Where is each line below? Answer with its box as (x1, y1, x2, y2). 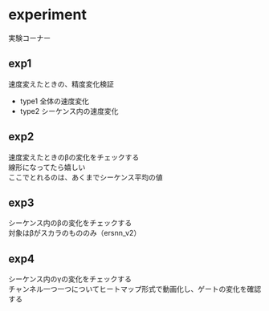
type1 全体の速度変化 (19, 96, 90, 106)
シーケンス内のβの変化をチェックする (8, 218, 132, 228)
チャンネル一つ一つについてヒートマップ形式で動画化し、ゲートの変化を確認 (8, 285, 262, 294)
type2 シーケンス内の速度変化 (19, 106, 119, 115)
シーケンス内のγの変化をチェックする (8, 274, 132, 284)
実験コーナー (8, 33, 51, 42)
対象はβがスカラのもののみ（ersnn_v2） (8, 228, 141, 238)
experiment (8, 6, 87, 24)
